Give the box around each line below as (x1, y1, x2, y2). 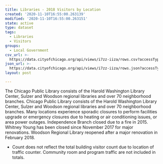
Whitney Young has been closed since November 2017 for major (5, 124, 133, 130)
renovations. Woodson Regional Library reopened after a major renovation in (5, 129, 158, 135)
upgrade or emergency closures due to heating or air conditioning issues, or (5, 114, 158, 120)
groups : (5, 43, 21, 48)
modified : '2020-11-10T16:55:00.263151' (5, 16, 88, 21)
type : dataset (5, 25, 34, 30)
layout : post (5, 71, 32, 75)
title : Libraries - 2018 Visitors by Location (5, 7, 101, 12)
